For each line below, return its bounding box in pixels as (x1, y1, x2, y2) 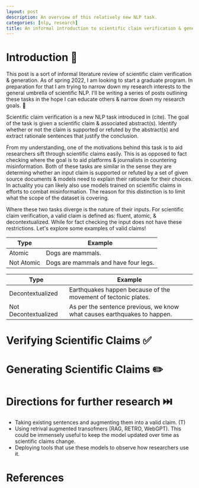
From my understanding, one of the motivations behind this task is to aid (6, 144, 182, 151)
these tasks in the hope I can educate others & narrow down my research (6, 96, 185, 103)
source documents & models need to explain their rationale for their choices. (6, 176, 193, 183)
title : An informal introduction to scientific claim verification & (6, 25, 182, 31)
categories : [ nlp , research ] (6, 20, 78, 26)
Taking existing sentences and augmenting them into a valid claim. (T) (14, 419, 186, 426)
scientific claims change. (14, 438, 76, 445)
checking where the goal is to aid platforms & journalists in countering (6, 157, 176, 164)
